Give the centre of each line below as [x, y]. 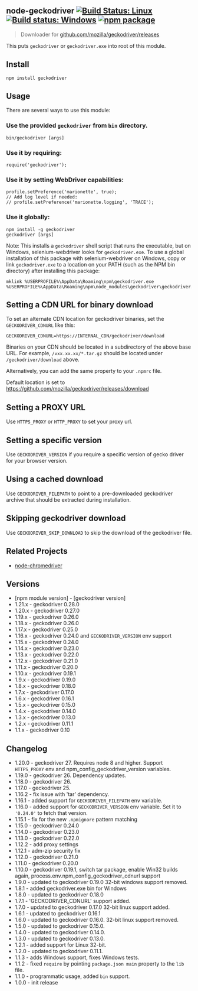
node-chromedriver [39, 566]
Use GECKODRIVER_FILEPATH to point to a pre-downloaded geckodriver [90, 493]
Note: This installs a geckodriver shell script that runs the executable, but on [99, 245]
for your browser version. [37, 461]
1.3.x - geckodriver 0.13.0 [45, 717]
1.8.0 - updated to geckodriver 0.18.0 [59, 895]
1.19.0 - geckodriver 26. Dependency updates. [70, 775]
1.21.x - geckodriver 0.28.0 [47, 605]
